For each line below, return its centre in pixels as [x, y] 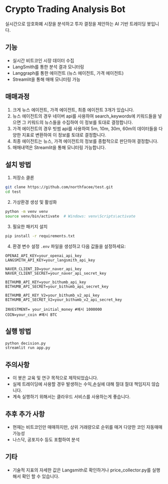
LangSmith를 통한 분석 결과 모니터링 [48, 67]
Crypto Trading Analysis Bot [65, 9]
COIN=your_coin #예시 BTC [31, 315]
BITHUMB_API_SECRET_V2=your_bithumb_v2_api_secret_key [64, 300]
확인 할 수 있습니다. [41, 476]
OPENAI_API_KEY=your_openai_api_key [43, 256]
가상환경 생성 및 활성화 [35, 202]
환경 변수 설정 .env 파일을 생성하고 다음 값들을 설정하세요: [69, 246]
